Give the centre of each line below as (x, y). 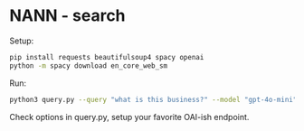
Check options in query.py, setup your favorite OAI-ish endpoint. (129, 117)
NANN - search (67, 16)
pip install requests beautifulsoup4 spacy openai (107, 57)
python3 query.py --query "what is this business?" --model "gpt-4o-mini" (153, 99)
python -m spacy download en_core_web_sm (89, 65)
